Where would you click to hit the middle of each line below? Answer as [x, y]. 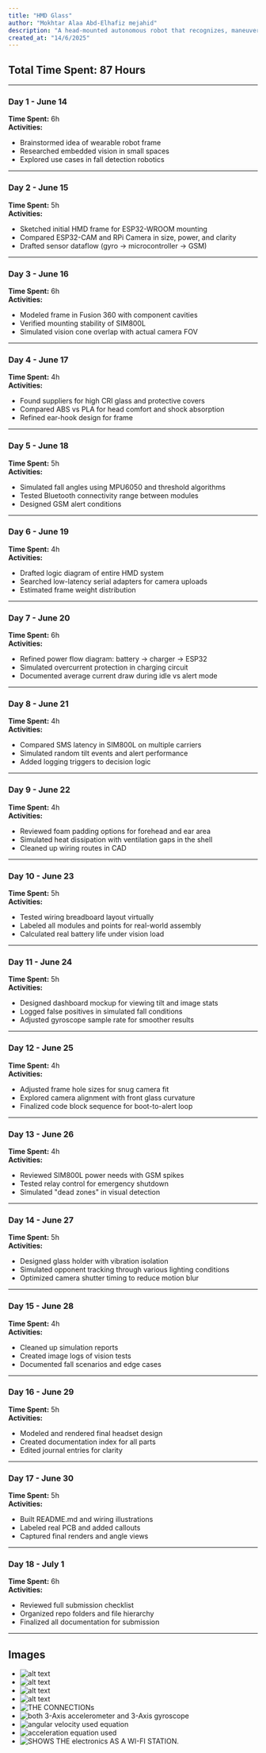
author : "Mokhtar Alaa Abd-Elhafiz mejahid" [83, 23]
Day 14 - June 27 [41, 1220]
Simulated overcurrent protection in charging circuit [104, 667]
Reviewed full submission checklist [77, 1605]
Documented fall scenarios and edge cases [91, 1364]
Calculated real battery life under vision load [92, 934]
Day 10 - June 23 [41, 876]
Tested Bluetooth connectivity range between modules [109, 495]
